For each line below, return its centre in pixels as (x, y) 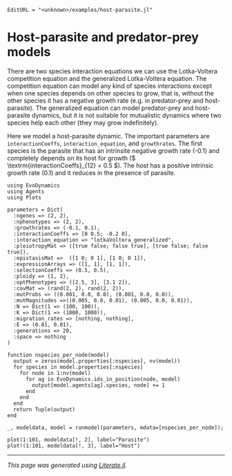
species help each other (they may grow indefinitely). (83, 122)
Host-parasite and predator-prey (103, 37)
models (29, 52)
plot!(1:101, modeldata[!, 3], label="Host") (74, 446)
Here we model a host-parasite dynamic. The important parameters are (108, 136)
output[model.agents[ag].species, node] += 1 (99, 385)
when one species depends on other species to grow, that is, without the (110, 93)
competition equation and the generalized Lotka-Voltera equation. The (107, 78)
